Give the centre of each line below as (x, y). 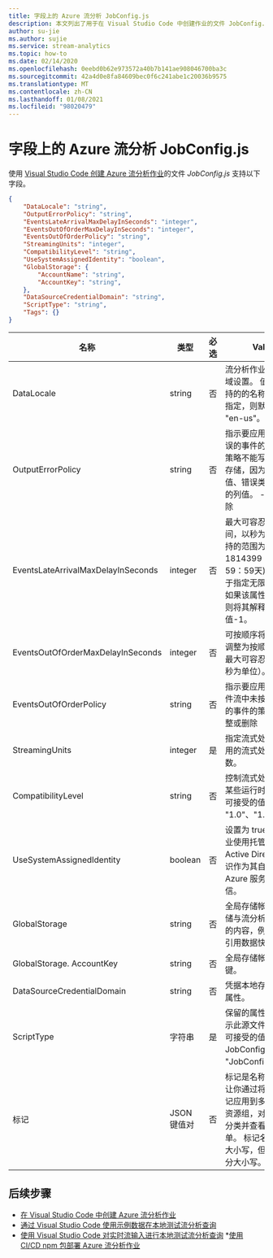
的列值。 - (245, 494)
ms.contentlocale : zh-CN (50, 91)
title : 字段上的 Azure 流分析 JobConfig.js (79, 16)
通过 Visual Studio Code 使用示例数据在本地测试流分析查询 (118, 1225)
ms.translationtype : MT (49, 84)
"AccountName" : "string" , (82, 274)
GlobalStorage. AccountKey (65, 963)
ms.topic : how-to (38, 54)
